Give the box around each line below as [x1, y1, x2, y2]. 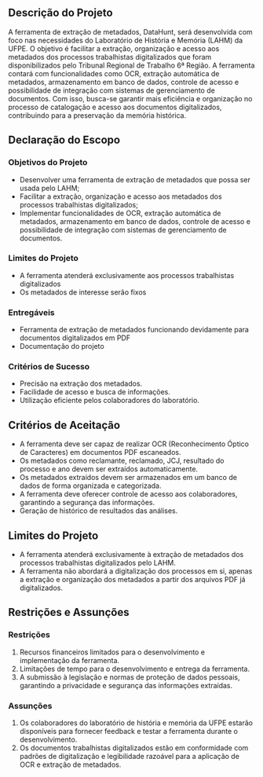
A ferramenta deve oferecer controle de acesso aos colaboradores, [19, 489, 238, 499]
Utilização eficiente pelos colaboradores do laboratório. [19, 396, 200, 405]
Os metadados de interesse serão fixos [19, 287, 147, 297]
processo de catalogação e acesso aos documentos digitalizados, [8, 102, 222, 112]
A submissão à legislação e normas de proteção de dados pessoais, [19, 672, 240, 682]
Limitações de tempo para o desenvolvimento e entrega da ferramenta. [19, 664, 250, 673]
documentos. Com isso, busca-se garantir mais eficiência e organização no [8, 93, 253, 103]
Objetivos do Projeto [8, 157, 88, 168]
